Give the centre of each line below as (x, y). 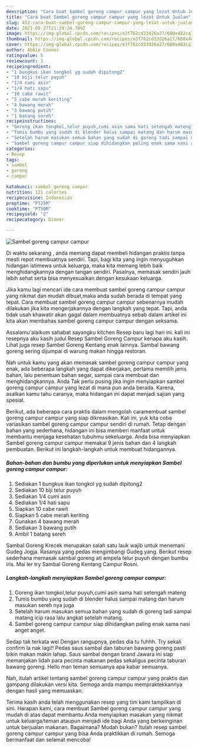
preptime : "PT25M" (29, 203)
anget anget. (30, 630)
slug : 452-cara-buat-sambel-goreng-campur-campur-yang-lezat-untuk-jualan (100, 22)
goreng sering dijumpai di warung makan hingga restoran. (77, 351)
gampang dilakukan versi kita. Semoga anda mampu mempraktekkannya (94, 684)
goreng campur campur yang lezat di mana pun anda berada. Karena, (91, 388)
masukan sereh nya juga (44, 605)
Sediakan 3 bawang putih (45, 527)
